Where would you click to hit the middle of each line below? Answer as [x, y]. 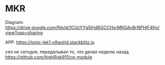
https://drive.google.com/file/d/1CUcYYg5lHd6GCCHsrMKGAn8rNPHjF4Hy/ [82, 27]
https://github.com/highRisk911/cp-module [49, 57]
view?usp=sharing [24, 32]
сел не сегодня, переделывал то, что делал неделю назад [67, 52]
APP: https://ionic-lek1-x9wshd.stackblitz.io [50, 42]
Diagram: [14, 22]
